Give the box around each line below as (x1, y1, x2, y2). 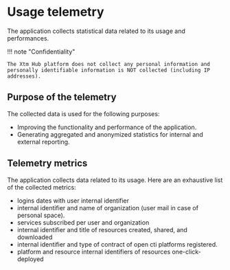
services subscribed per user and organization (16, 218, 150, 227)
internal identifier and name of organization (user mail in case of (16, 203, 199, 212)
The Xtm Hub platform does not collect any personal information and (7, 60, 211, 67)
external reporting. (16, 137, 70, 146)
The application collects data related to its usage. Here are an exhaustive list (7, 176, 223, 184)
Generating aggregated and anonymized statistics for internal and (16, 130, 204, 138)
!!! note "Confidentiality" (7, 47, 76, 56)
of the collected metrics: (7, 183, 77, 191)
